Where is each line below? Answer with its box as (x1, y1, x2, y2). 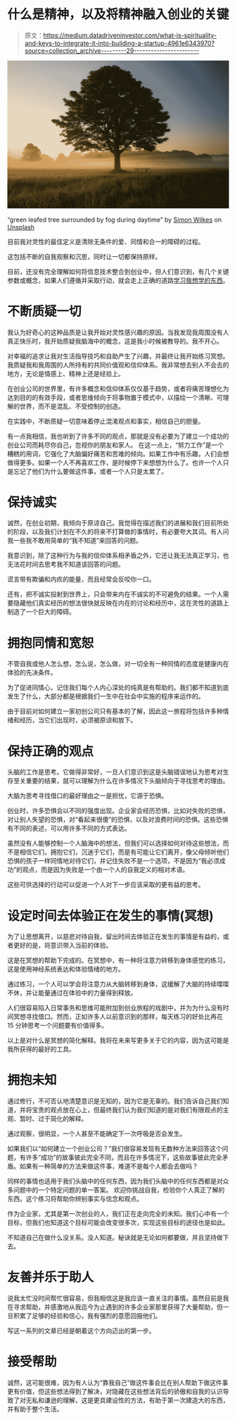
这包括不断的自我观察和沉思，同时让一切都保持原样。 (7, 252, 162, 260)
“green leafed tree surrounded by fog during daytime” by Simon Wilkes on (7, 215, 222, 224)
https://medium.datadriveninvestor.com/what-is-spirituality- (43, 31, 217, 39)
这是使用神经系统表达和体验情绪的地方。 (7, 965, 124, 974)
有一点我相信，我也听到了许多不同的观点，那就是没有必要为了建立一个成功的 (7, 432, 229, 440)
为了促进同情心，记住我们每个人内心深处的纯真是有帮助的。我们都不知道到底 (7, 684, 229, 692)
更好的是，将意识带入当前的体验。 (13, 941, 113, 950)
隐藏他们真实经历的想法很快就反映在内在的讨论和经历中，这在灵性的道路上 (13, 599, 229, 608)
